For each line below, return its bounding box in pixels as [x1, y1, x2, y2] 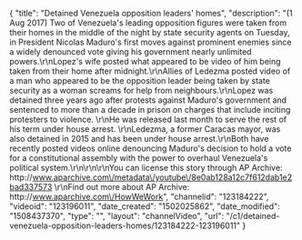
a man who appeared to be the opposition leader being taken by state [9, 75, 271, 85]
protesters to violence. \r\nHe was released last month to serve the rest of [9, 114, 287, 125]
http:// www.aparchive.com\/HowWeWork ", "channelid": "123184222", [9, 191, 270, 202]
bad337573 [9, 182, 53, 192]
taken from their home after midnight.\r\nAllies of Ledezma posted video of [9, 65, 291, 76]
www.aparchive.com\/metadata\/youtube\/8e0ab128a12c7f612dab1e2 [32, 172, 293, 183]
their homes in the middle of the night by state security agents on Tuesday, [9, 27, 290, 37]
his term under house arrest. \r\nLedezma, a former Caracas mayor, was [9, 124, 281, 135]
